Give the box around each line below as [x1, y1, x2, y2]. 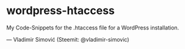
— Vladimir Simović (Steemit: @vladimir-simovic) [6, 36, 129, 43]
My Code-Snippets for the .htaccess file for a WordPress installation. [6, 24, 180, 31]
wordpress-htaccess [6, 4, 115, 18]
